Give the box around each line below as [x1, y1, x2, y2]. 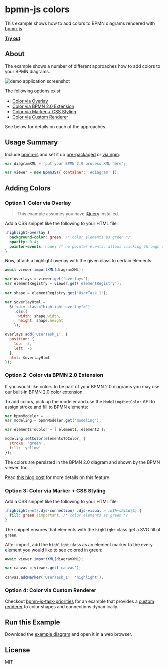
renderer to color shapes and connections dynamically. [5, 603, 119, 609]
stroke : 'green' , [9, 441, 46, 446]
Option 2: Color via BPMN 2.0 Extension [5, 372, 104, 379]
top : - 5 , [14, 341, 32, 346]
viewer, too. [5, 464, 29, 470]
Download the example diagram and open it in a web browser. [5, 631, 133, 637]
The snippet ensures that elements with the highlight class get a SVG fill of [5, 526, 161, 532]
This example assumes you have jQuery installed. [17, 211, 119, 217]
